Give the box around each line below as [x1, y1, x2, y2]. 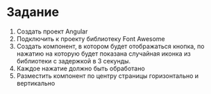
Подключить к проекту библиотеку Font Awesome [16, 34, 166, 42]
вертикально [16, 79, 56, 87]
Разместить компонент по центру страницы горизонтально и [16, 71, 199, 80]
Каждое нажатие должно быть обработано [16, 64, 145, 72]
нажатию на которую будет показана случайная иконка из [16, 49, 192, 58]
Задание [6, 4, 60, 20]
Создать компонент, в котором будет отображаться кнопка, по [16, 42, 205, 50]
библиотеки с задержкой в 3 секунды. [16, 56, 131, 65]
